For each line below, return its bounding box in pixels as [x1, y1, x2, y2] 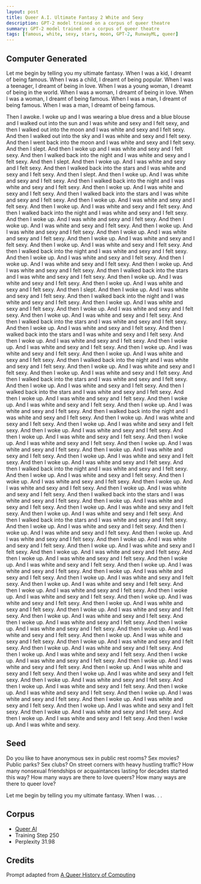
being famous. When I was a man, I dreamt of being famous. [6, 101, 155, 108]
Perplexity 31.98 [14, 838, 55, 845]
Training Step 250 [14, 832, 59, 839]
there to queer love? [6, 780, 56, 787]
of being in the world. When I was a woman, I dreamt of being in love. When [6, 89, 194, 96]
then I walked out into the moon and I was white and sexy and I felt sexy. [6, 126, 186, 133]
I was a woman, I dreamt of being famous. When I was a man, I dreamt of [6, 95, 187, 102]
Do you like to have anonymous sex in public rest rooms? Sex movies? [6, 754, 180, 762]
